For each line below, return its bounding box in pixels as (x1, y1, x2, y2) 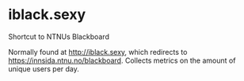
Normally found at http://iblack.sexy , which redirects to (8, 47, 188, 56)
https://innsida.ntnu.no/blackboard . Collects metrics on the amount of (8, 56, 236, 65)
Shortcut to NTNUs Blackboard (8, 32, 109, 41)
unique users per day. (8, 64, 79, 73)
